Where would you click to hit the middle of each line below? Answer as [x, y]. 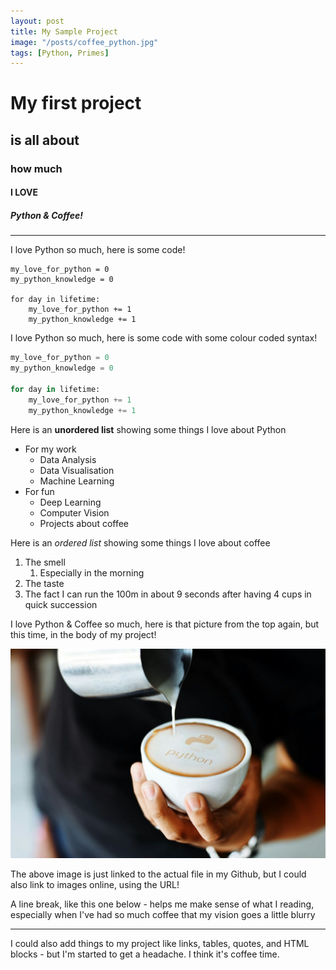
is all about [45, 140]
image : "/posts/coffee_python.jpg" [84, 42]
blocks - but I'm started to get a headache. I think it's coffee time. [145, 954]
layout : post [37, 21]
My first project [76, 103]
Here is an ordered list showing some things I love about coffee [140, 542]
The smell [45, 562]
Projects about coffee [84, 523]
